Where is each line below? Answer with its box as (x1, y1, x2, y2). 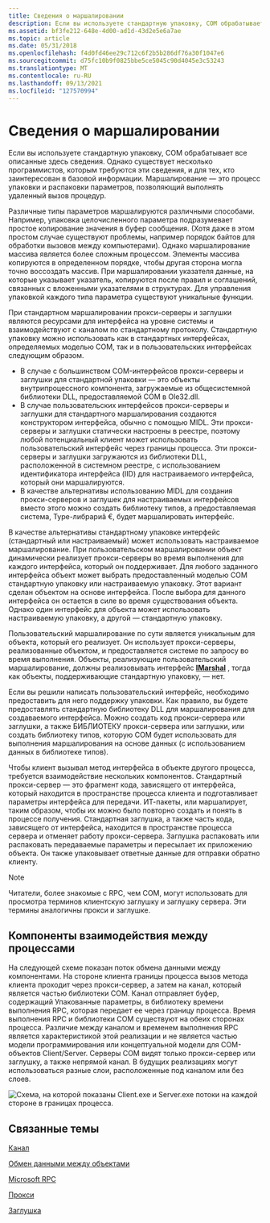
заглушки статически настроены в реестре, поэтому (58, 426, 241, 436)
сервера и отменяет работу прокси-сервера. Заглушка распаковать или (8, 831, 260, 841)
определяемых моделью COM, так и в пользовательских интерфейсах (8, 342, 252, 352)
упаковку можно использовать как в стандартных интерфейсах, (8, 334, 231, 343)
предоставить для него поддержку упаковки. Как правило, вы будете (8, 696, 248, 705)
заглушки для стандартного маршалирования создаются (19, 409, 217, 419)
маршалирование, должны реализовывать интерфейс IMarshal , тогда (8, 663, 251, 673)
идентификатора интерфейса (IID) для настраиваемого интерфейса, (19, 469, 255, 479)
